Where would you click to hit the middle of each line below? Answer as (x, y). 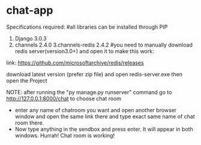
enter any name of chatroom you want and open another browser (96, 110)
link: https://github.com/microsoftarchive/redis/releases (75, 63)
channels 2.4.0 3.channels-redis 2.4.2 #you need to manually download (104, 45)
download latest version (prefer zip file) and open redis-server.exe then (94, 74)
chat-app (30, 10)
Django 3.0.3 (31, 38)
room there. (29, 122)
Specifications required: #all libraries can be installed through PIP (87, 27)
